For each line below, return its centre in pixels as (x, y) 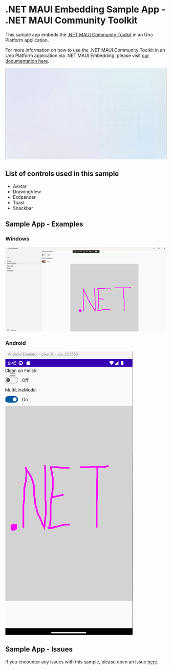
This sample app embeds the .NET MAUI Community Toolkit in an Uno (79, 34)
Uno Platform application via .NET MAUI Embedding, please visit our (77, 55)
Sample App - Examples (44, 224)
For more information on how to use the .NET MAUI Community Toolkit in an (85, 50)
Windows (17, 238)
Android (16, 343)
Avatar (19, 186)
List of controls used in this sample (62, 174)
